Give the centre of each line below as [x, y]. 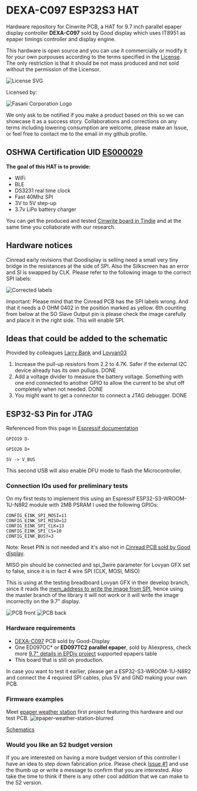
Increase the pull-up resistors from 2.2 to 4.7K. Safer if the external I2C [101, 364]
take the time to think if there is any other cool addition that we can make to [98, 776]
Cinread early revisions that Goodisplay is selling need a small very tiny [92, 259]
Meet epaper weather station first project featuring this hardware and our [95, 712]
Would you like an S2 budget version [59, 745]
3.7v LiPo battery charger [45, 209]
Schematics [20, 730]
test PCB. [17, 718]
